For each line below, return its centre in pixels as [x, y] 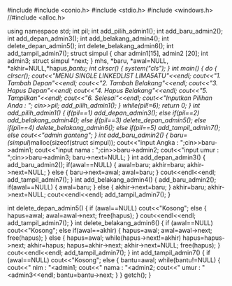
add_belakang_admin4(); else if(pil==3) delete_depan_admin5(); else [107, 120]
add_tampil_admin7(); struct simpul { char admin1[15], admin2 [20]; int [108, 53]
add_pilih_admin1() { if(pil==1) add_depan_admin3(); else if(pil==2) [103, 113]
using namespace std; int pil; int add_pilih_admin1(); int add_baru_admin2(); [115, 31]
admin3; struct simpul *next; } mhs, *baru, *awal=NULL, [88, 61]
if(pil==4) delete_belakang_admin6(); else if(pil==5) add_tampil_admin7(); [114, 128]
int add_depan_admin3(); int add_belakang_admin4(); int [88, 38]
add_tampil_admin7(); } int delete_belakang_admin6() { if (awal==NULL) [110, 223]
